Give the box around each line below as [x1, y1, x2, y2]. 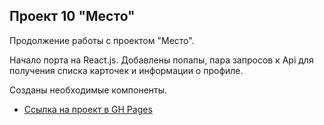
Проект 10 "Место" [9, 8, 136, 25]
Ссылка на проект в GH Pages [23, 103, 153, 115]
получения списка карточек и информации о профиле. [9, 64, 244, 76]
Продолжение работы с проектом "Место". [9, 34, 195, 46]
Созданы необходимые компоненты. [9, 84, 168, 96]
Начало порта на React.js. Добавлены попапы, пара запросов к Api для [9, 54, 314, 66]
